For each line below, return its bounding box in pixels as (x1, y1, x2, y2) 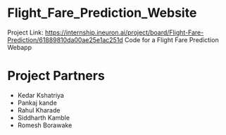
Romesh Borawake (17, 121, 73, 129)
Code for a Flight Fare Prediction (124, 35, 220, 44)
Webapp (7, 43, 32, 51)
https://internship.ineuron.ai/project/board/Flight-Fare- (44, 28, 204, 37)
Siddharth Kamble (17, 113, 70, 122)
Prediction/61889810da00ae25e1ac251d (7, 35, 123, 44)
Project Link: (7, 28, 44, 37)
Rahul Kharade (17, 105, 61, 114)
